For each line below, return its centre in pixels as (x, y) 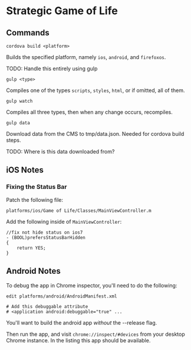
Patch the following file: (35, 199)
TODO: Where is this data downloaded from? (60, 151)
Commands (28, 33)
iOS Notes (25, 170)
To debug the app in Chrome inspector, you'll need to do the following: (92, 285)
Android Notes (33, 271)
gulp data (18, 123)
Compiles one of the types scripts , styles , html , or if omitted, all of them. (95, 90)
